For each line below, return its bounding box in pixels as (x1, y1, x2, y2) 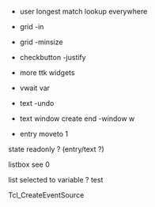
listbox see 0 (8, 160, 50, 169)
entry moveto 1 (19, 130, 69, 138)
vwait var (19, 83, 50, 92)
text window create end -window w (19, 114, 135, 123)
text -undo (19, 99, 55, 107)
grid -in (19, 22, 44, 31)
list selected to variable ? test (8, 175, 104, 184)
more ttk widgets (19, 68, 75, 77)
